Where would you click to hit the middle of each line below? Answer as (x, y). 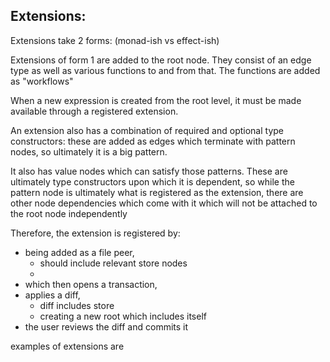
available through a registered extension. (94, 111)
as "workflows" (42, 81)
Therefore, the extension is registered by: (95, 233)
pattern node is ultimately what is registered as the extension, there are (157, 192)
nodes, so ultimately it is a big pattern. (89, 151)
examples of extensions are (67, 346)
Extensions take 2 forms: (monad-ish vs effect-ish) (115, 40)
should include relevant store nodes (113, 263)
